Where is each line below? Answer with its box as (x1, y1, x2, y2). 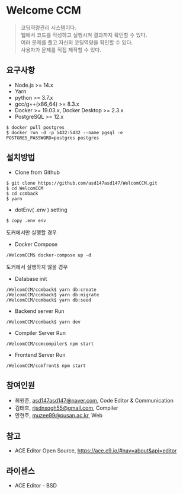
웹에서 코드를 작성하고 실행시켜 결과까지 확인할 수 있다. (20, 31, 147, 39)
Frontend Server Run (14, 351, 66, 358)
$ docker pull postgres (6, 124, 65, 131)
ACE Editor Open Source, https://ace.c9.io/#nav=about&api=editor (14, 447, 177, 454)
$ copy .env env (6, 217, 46, 223)
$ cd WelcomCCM (6, 185, 44, 191)
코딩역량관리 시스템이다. (20, 24, 77, 31)
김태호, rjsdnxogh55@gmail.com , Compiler (14, 404, 118, 411)
